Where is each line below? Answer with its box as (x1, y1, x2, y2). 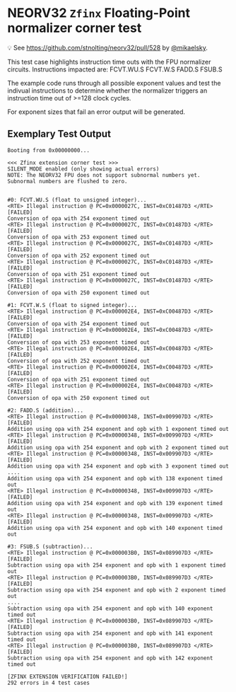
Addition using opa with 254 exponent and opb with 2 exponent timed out (7, 444, 230, 451)
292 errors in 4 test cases (7, 679, 90, 686)
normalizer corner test (7, 20, 142, 36)
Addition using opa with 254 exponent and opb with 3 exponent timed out (7, 462, 230, 470)
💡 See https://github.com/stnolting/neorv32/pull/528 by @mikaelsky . (7, 43, 208, 52)
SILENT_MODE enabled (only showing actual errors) (7, 165, 160, 173)
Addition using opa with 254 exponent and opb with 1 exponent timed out (7, 425, 230, 432)
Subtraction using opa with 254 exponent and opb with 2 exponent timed (7, 586, 226, 594)
